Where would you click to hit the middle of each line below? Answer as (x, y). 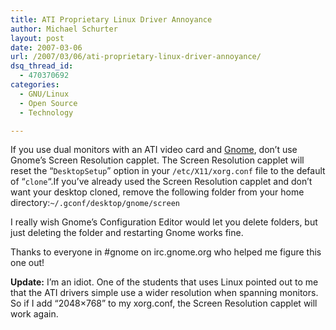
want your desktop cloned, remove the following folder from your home (157, 192)
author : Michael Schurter (64, 29)
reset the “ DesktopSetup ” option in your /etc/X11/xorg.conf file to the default (168, 171)
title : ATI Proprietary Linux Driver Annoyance (111, 19)
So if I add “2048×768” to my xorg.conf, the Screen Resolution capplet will (164, 303)
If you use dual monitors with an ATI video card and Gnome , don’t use (154, 150)
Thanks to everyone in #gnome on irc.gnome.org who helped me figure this (166, 252)
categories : (35, 85)
